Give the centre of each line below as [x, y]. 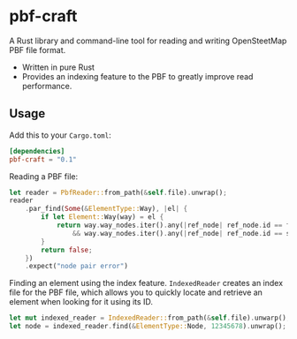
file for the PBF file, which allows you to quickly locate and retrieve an [136, 292]
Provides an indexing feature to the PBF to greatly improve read [137, 76]
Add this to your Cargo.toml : [61, 135]
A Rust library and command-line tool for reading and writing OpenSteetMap [148, 41]
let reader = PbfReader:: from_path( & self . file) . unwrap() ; [118, 192]
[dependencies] [37, 151]
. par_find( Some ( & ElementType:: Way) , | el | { [107, 209]
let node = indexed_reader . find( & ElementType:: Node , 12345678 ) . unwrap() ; [148, 327]
